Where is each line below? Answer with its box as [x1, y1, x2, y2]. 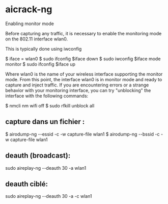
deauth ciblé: [5, 179, 48, 188]
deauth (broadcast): [5, 151, 71, 160]
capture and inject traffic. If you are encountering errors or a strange [5, 82, 149, 88]
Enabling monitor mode [5, 20, 54, 27]
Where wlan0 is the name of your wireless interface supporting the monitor [5, 71, 163, 77]
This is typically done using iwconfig [5, 46, 82, 52]
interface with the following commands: [5, 93, 89, 99]
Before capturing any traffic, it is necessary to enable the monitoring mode [5, 30, 162, 36]
